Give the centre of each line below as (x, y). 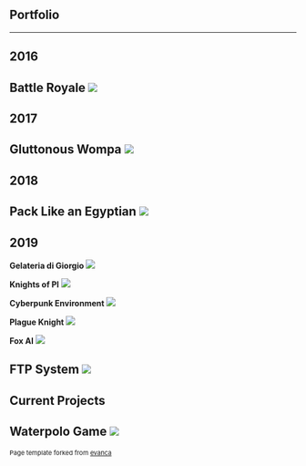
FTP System (45, 370)
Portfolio (35, 15)
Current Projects (57, 400)
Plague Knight (37, 322)
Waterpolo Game (58, 432)
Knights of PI (34, 284)
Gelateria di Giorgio (47, 265)
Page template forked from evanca (61, 452)
